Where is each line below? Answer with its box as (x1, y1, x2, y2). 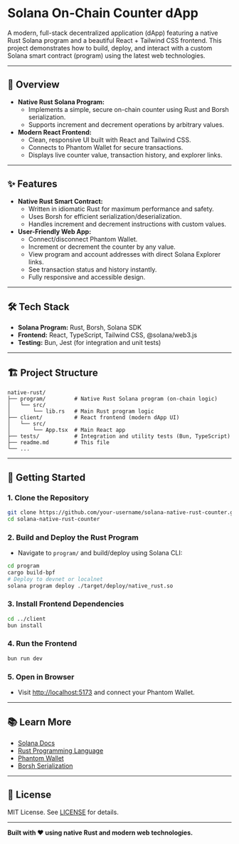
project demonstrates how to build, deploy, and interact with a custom (7, 43, 213, 52)
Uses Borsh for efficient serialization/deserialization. (28, 212, 182, 220)
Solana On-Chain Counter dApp (7, 5, 199, 21)
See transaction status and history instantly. (28, 265, 157, 274)
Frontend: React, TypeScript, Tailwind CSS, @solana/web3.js (17, 331, 198, 339)
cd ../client (7, 615, 46, 622)
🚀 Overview (7, 78, 60, 91)
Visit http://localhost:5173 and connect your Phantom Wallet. (17, 688, 196, 696)
